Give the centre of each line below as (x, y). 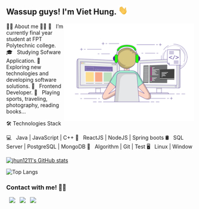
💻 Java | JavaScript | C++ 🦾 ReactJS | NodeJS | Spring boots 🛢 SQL (95, 138)
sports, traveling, (27, 99)
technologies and (27, 73)
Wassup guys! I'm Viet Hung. (61, 12)
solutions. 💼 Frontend (34, 86)
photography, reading (33, 105)
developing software (31, 80)
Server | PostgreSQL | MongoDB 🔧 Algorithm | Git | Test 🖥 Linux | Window (99, 147)
